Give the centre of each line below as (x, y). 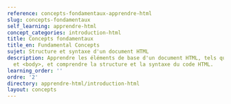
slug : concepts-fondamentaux (49, 20)
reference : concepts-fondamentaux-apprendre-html (80, 13)
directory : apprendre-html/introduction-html (73, 83)
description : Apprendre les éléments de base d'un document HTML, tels (112, 58)
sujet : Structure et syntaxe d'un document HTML (78, 52)
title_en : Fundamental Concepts (53, 45)
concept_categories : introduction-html (64, 32)
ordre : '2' (23, 77)
